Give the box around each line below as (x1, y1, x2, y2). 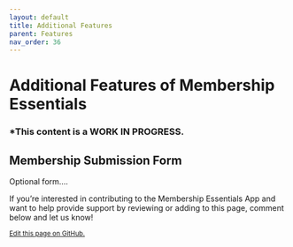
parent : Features (9, 29, 73, 38)
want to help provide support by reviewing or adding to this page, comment (9, 203, 285, 213)
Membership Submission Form (9, 153, 182, 168)
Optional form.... (9, 176, 69, 187)
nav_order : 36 (9, 37, 62, 47)
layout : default (9, 12, 69, 22)
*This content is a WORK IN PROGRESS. (9, 125, 184, 138)
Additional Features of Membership (9, 76, 275, 95)
